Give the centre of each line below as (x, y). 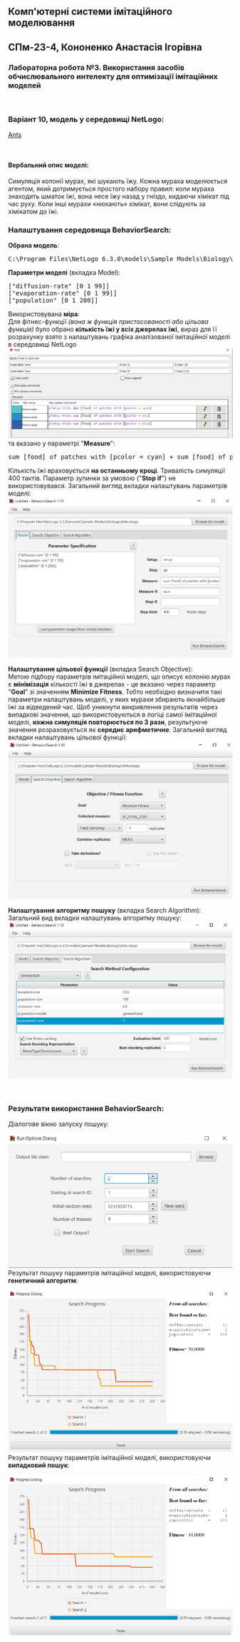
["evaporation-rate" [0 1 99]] (63, 293)
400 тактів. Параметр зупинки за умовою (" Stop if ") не (92, 478)
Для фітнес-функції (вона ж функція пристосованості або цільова (108, 321)
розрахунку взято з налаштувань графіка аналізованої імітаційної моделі (119, 336)
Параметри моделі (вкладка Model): (64, 272)
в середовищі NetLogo (42, 344)
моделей (25, 85)
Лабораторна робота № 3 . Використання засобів (96, 67)
